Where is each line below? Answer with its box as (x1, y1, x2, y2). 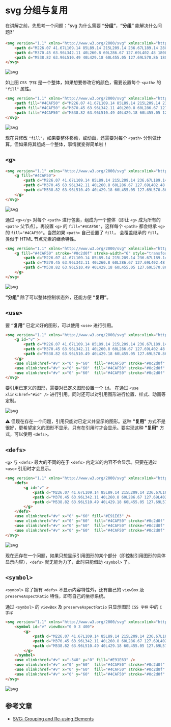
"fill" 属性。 (5, 86, 34, 92)
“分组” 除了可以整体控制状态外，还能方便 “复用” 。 (5, 294, 111, 300)
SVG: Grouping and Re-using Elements (12, 715, 94, 722)
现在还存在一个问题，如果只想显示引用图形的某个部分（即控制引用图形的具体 (5, 552, 166, 559)
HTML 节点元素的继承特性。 (19, 236, 79, 242)
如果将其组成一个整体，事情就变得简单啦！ (18, 141, 108, 147)
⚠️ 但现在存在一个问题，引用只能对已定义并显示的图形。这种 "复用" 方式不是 (5, 418, 166, 424)
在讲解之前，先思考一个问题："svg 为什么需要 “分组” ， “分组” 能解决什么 (5, 22, 158, 29)
